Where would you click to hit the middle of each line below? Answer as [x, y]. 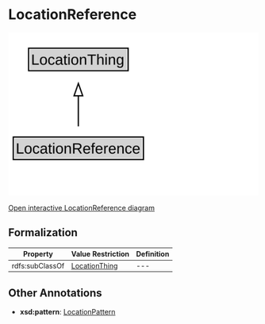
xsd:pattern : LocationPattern [67, 311]
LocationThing [94, 265]
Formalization [43, 233]
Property [38, 254]
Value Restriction [100, 254]
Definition [153, 254]
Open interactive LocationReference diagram [81, 208]
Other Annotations [55, 293]
